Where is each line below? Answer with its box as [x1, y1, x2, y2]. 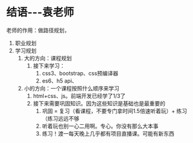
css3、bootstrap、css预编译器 [42, 69, 119, 77]
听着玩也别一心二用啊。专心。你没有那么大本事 [42, 122, 159, 130]
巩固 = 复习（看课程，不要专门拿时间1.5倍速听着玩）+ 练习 [42, 107, 188, 115]
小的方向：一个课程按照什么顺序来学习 [24, 84, 119, 92]
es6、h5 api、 [42, 77, 77, 84]
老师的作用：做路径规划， [6, 27, 70, 34]
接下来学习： [33, 62, 65, 69]
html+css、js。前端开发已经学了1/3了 [33, 92, 126, 100]
